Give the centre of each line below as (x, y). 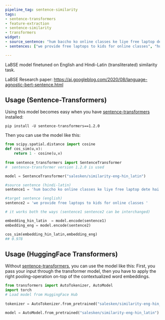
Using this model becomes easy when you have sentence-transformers (77, 112)
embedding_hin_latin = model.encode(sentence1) (56, 221)
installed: (14, 117)
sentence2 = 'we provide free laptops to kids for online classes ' (77, 203)
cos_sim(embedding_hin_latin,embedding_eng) (51, 234)
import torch (18, 290)
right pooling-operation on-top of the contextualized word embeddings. (78, 277)
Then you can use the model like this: (43, 135)
